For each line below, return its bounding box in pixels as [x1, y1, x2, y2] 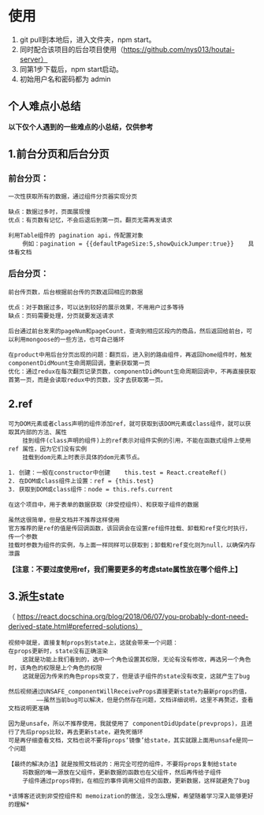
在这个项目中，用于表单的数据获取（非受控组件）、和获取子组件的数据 [8, 500, 199, 509]
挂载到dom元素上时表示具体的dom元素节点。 [22, 453, 143, 462]
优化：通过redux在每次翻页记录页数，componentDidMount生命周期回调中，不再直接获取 [8, 368, 256, 376]
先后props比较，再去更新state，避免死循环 [19, 728, 143, 736]
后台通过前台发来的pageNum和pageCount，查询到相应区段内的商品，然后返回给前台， [8, 327, 247, 335]
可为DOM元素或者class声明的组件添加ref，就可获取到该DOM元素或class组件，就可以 [8, 420, 246, 428]
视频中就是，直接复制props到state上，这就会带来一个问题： [8, 639, 179, 647]
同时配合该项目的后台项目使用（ [19, 44, 124, 54]
